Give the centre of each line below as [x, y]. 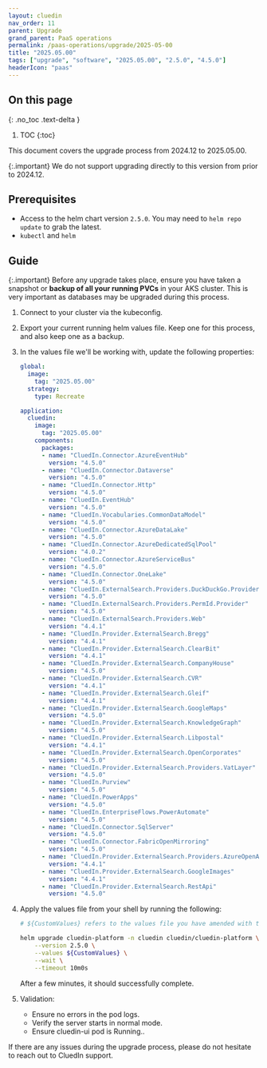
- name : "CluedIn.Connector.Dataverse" [107, 470]
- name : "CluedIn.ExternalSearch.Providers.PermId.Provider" [145, 604]
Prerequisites [42, 199]
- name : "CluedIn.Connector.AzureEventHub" [115, 455]
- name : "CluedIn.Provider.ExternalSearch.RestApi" [129, 887]
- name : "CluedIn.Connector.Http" [98, 485]
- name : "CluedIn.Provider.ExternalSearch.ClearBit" [131, 648]
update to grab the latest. [61, 227]
